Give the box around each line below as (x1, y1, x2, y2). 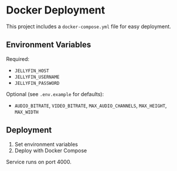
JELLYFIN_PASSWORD (14, 80, 60, 86)
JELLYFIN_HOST (14, 68, 49, 74)
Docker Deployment (6, 4, 105, 17)
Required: (6, 55, 30, 62)
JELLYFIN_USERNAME (14, 74, 60, 80)
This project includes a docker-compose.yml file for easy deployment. (6, 23, 171, 30)
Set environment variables (14, 141, 78, 148)
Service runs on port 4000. (6, 158, 72, 165)
